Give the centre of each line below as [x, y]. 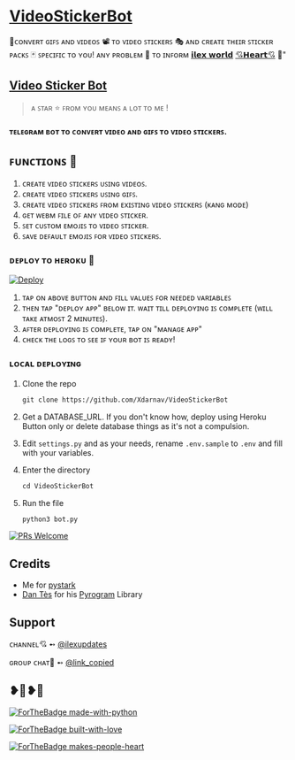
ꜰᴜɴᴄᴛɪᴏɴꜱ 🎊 [43, 161]
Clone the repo [49, 383]
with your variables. [58, 452]
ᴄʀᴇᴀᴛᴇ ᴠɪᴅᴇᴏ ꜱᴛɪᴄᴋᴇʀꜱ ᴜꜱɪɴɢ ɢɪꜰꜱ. [80, 194]
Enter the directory [56, 470]
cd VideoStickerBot [58, 486]
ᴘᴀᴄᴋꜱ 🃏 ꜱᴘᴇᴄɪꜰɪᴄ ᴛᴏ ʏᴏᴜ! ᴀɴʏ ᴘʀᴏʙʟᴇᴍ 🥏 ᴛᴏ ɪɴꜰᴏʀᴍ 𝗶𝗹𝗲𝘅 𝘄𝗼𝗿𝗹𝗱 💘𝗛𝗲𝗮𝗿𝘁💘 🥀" [148, 54]
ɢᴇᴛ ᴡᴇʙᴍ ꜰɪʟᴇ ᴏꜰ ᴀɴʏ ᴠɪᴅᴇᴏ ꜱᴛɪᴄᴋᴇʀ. [85, 215]
